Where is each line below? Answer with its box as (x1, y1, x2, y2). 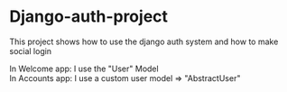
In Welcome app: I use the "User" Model (9, 63, 160, 74)
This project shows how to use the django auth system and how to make (9, 36, 279, 47)
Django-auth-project (9, 6, 169, 27)
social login (9, 45, 52, 56)
